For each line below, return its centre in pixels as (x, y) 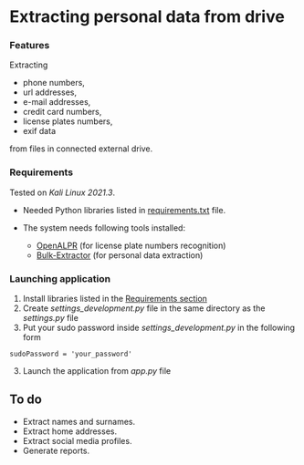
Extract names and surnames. (79, 421)
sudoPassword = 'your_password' (71, 354)
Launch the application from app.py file (97, 371)
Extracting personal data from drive (147, 17)
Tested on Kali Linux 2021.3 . (63, 192)
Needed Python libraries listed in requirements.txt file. (124, 210)
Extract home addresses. (69, 431)
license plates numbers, (68, 121)
